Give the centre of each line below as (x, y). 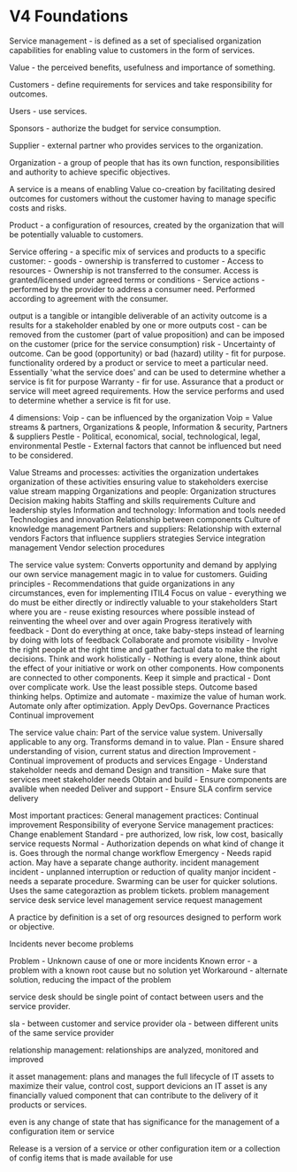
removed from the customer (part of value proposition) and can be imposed (147, 335)
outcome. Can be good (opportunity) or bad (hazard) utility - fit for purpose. (148, 353)
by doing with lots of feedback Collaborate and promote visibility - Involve (144, 640)
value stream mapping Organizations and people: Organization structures (143, 491)
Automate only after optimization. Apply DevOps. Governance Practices (140, 706)
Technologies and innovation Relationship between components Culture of (145, 519)
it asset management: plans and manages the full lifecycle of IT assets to (142, 1076)
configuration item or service (62, 1131)
